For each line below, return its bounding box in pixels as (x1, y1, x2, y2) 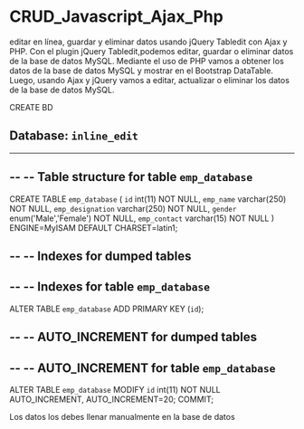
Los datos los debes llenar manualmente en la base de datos (9, 411, 235, 422)
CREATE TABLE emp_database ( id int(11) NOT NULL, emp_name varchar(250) (9, 193, 287, 205)
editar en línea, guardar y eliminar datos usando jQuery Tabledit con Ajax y (9, 36, 288, 47)
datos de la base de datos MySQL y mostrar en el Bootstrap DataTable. (9, 65, 274, 76)
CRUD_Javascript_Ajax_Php (9, 6, 223, 27)
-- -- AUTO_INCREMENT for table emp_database (9, 360, 276, 376)
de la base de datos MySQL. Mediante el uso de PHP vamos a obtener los (9, 55, 285, 66)
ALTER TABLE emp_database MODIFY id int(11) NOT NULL (9, 384, 221, 395)
